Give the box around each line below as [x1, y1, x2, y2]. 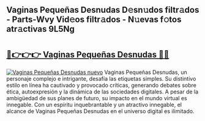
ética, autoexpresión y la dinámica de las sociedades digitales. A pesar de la [6, 88, 199, 95]
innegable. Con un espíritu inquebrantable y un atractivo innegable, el [6, 101, 182, 108]
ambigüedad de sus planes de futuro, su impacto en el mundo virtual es [6, 95, 188, 101]
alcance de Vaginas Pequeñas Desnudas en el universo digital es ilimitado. [6, 108, 195, 115]
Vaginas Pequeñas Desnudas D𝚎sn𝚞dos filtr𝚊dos [6, 5, 199, 15]
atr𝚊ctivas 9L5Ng [6, 24, 75, 34]
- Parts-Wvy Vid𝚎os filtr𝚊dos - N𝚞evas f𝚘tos [6, 15, 182, 25]
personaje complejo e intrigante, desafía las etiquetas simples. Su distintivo [6, 75, 196, 82]
